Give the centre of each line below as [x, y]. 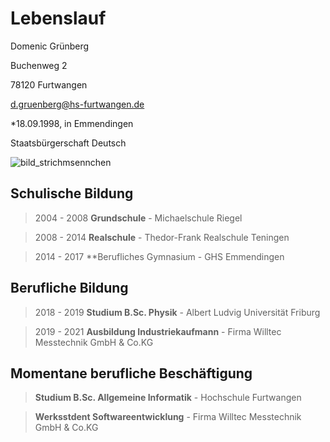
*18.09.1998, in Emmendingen [72, 123]
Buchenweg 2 [39, 65]
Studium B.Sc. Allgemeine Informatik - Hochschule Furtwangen [168, 398]
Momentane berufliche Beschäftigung [131, 373]
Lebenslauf [58, 18]
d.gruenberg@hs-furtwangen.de [77, 104]
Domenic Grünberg [50, 46]
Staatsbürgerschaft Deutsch [68, 143]
